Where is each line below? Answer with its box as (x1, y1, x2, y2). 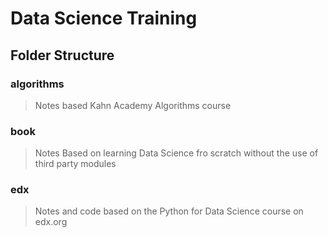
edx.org (34, 216, 68, 228)
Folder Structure (10, 47, 115, 64)
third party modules (34, 158, 117, 170)
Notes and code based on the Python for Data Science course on (34, 205, 304, 217)
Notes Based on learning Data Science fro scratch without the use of (34, 147, 319, 159)
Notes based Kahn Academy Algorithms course (34, 99, 232, 111)
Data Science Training (10, 7, 198, 30)
